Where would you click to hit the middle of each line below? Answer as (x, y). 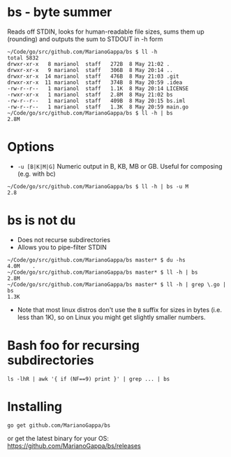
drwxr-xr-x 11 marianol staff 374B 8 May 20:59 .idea (95, 82)
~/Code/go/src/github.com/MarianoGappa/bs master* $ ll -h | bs (103, 272)
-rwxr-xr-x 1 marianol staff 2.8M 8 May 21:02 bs (90, 94)
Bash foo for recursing (73, 345)
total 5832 (23, 58)
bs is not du (42, 220)
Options (31, 147)
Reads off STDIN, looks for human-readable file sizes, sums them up (106, 31)
